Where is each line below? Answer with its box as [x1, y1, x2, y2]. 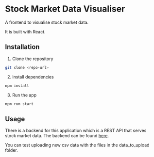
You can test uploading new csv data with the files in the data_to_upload [5, 142, 150, 148]
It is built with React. [5, 29, 46, 34]
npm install [5, 83, 29, 88]
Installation [5, 43, 40, 51]
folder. [5, 147, 18, 153]
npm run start [5, 101, 34, 106]
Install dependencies [12, 74, 54, 79]
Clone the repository [12, 56, 53, 62]
